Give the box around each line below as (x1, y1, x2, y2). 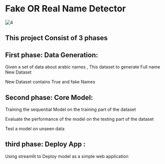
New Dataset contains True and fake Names (5, 79, 95, 85)
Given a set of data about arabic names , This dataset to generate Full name (5, 64, 161, 70)
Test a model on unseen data (5, 125, 65, 132)
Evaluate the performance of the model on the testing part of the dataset (5, 116, 154, 122)
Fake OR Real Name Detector (5, 3, 126, 14)
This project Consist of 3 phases (5, 34, 108, 42)
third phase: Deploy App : (5, 140, 86, 149)
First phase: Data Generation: (5, 51, 98, 59)
